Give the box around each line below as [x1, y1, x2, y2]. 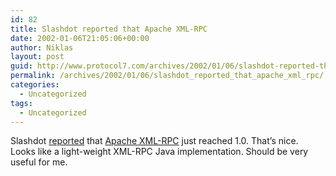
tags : [10, 98, 33, 108]
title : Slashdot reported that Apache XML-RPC [10, 24, 208, 34]
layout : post [10, 52, 65, 62]
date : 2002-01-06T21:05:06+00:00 [10, 33, 150, 43]
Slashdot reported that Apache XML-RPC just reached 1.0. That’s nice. [10, 135, 299, 147]
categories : [10, 80, 60, 90]
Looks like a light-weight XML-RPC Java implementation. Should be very [10, 146, 309, 158]
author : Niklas [10, 42, 74, 53]
